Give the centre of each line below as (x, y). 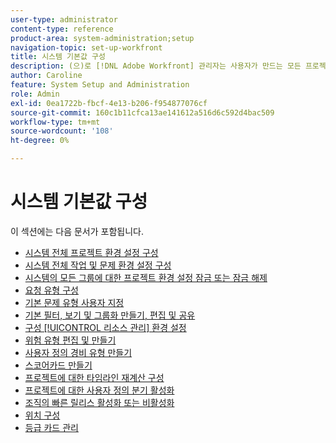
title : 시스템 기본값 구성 (58, 57)
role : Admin (35, 94)
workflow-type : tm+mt (55, 122)
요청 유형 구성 (51, 290)
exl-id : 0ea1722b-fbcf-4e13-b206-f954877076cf (109, 103)
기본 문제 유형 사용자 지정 (74, 302)
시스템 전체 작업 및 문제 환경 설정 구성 (98, 265)
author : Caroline (46, 76)
